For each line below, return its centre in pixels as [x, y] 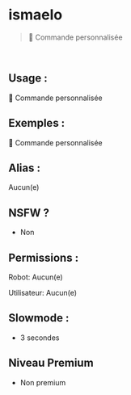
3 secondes [40, 338]
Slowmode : [39, 318]
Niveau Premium [51, 363]
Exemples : [37, 123]
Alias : [24, 168]
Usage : [28, 78]
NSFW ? [29, 213]
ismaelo [36, 15]
